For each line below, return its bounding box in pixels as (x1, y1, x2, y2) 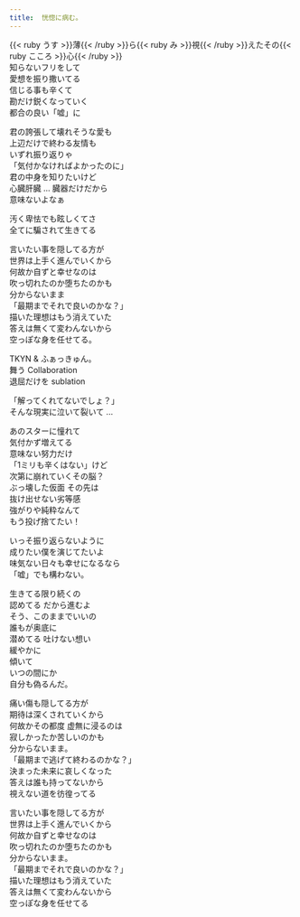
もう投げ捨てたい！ (9, 516, 81, 527)
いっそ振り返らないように (9, 535, 105, 546)
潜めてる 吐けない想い (9, 633, 91, 644)
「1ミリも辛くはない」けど (9, 459, 108, 470)
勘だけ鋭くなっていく (9, 96, 89, 107)
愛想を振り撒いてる (9, 73, 81, 84)
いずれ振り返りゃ (9, 148, 73, 159)
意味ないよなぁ (9, 193, 65, 204)
